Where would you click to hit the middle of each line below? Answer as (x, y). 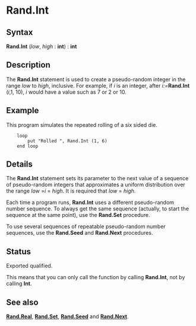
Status (19, 252)
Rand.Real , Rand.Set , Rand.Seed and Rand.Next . (67, 317)
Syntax (20, 32)
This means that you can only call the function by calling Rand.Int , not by (96, 277)
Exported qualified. (29, 266)
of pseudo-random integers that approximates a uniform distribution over (96, 185)
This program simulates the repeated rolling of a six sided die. (82, 124)
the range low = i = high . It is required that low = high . (71, 191)
